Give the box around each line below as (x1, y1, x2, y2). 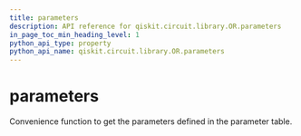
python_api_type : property (9, 38, 112, 48)
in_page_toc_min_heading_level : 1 (9, 30, 141, 39)
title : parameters (9, 13, 79, 23)
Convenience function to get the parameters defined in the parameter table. (9, 116, 293, 127)
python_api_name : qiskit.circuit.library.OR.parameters (9, 47, 225, 56)
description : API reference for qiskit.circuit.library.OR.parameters (9, 22, 282, 31)
